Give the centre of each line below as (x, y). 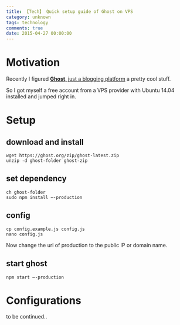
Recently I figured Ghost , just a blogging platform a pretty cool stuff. (89, 79)
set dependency (36, 179)
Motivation (33, 63)
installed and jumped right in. (41, 97)
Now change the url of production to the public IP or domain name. (87, 245)
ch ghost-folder (26, 192)
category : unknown (28, 17)
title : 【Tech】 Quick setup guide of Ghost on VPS (69, 11)
